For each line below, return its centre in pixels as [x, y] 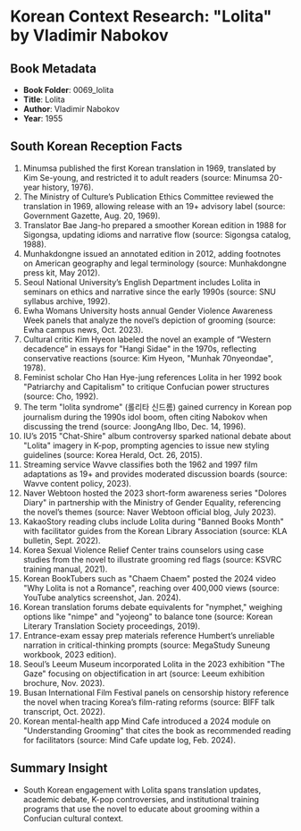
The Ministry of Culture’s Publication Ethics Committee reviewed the [148, 196]
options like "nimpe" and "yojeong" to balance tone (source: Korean [148, 616]
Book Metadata [54, 68]
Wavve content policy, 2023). [77, 483]
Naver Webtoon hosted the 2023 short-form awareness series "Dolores [155, 493]
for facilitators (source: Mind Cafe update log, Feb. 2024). [129, 740]
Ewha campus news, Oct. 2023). [83, 329]
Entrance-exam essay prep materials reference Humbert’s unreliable [149, 635]
